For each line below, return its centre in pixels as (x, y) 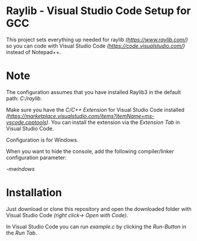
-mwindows (21, 169)
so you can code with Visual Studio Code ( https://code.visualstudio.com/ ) (96, 46)
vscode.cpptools (26, 122)
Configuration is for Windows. (42, 140)
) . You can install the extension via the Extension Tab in (113, 122)
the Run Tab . (21, 233)
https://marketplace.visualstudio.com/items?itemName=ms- (81, 116)
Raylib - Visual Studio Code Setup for (98, 11)
